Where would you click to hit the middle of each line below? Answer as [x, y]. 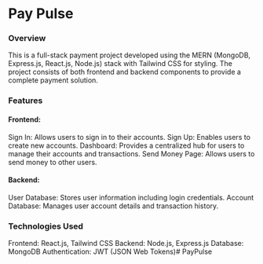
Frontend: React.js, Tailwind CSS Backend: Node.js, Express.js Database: [126, 244]
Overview [27, 38]
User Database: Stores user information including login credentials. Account [131, 197]
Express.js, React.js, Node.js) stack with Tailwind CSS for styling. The [121, 64]
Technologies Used [46, 226]
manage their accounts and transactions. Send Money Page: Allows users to [131, 153]
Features [26, 101]
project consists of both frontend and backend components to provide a [125, 72]
